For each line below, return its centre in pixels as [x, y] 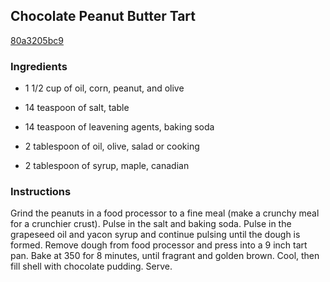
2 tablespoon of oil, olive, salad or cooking [112, 146]
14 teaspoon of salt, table [77, 108]
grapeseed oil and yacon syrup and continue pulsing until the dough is [155, 235]
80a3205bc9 [37, 40]
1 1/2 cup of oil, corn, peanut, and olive [104, 88]
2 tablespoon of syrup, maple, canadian [107, 166]
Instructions [41, 192]
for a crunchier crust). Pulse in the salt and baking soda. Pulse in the [151, 224]
